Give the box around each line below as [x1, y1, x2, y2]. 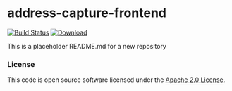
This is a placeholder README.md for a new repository [7, 42, 167, 50]
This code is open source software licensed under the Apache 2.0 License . [7, 75, 226, 84]
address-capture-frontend [7, 5, 167, 21]
